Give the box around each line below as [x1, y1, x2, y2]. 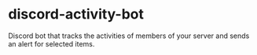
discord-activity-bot [8, 5, 144, 23]
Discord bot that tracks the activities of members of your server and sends [8, 31, 250, 40]
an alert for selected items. [8, 39, 95, 48]
